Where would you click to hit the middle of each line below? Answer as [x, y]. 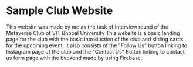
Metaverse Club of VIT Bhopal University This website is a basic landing [93, 33]
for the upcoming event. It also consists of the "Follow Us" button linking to [97, 45]
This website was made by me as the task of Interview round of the [87, 27]
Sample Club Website [60, 11]
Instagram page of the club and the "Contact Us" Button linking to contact [95, 51]
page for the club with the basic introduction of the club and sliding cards [95, 39]
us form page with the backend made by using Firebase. [74, 58]
